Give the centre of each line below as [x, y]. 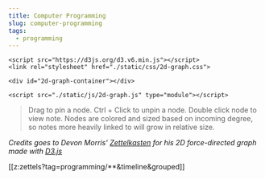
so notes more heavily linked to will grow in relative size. [121, 127]
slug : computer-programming [56, 23]
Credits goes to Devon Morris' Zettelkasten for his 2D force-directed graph [132, 143]
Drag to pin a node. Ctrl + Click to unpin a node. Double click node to [143, 110]
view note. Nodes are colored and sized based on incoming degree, [141, 119]
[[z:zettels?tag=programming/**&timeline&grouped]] [97, 167]
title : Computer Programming [57, 16]
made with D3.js [35, 151]
